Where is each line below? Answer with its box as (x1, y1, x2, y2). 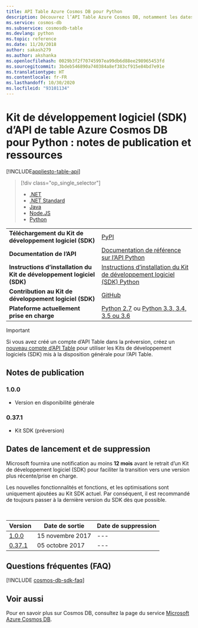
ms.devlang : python (6, 31, 54, 37)
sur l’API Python (101, 253, 145, 261)
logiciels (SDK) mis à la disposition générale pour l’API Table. (6, 350, 153, 357)
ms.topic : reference (6, 36, 57, 42)
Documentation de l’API (9, 249, 77, 258)
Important (6, 327, 30, 334)
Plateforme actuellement (9, 304, 81, 313)
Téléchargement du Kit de (9, 229, 84, 237)
